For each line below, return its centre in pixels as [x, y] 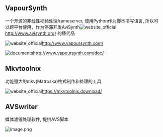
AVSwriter [22, 107]
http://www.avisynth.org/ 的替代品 [40, 33]
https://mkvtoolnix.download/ [72, 91]
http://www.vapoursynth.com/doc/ [69, 53]
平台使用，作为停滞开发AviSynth [47, 27]
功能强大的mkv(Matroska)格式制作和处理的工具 [53, 81]
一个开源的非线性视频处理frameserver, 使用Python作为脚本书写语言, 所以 [80, 21]
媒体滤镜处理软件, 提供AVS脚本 [37, 120]
